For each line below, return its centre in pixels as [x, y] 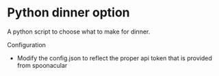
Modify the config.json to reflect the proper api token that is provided [114, 58]
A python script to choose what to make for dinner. [79, 31]
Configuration [27, 45]
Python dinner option [68, 13]
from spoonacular [42, 65]
